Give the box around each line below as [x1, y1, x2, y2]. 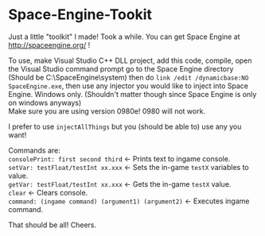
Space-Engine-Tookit [8, 6, 153, 24]
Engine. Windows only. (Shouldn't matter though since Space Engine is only [8, 89, 257, 99]
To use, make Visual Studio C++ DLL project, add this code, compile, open [8, 56, 252, 65]
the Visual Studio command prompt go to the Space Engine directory [8, 64, 234, 73]
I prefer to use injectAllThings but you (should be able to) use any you [8, 122, 242, 131]
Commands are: [8, 145, 61, 155]
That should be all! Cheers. [8, 220, 97, 230]
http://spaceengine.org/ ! [8, 40, 91, 49]
